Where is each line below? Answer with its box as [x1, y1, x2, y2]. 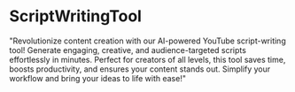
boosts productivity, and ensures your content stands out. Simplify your [9, 64, 271, 74]
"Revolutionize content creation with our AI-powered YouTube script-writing [9, 35, 286, 46]
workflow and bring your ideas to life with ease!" [9, 73, 186, 83]
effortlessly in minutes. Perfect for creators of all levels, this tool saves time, [9, 54, 286, 65]
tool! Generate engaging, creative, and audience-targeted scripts [9, 44, 246, 55]
